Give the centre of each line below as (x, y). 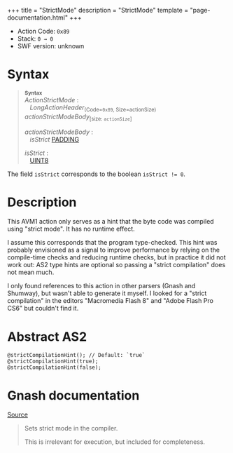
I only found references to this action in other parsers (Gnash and (101, 286)
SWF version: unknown (51, 46)
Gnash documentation (73, 395)
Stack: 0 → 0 (35, 39)
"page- (200, 10)
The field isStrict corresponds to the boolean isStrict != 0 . (96, 174)
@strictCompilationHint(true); (53, 361)
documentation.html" (38, 18)
